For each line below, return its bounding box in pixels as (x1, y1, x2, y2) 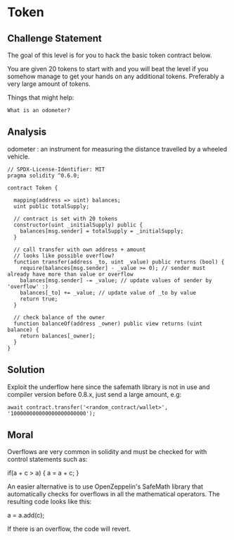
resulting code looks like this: (7, 498, 92, 506)
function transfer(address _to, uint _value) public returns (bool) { (13, 258, 225, 265)
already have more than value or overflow (7, 271, 134, 278)
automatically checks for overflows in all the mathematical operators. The (7, 490, 220, 498)
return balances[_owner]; (20, 332, 96, 339)
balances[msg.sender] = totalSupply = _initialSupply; (20, 227, 184, 235)
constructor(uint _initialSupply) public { (13, 221, 143, 228)
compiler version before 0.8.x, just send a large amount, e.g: (7, 390, 182, 398)
